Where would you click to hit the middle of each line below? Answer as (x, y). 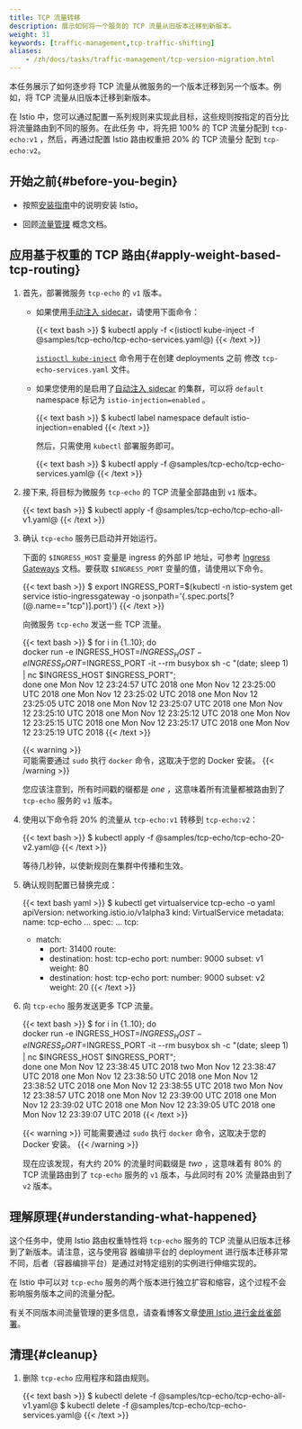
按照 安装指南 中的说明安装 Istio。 (83, 204)
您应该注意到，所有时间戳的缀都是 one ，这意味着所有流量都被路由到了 (154, 790)
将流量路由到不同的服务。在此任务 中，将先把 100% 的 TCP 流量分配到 (139, 128)
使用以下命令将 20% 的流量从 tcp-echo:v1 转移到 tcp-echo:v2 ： (140, 819)
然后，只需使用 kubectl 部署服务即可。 (107, 446)
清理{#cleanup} (54, 1355)
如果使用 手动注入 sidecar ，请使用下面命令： (118, 312)
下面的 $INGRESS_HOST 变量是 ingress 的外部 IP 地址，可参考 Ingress (146, 557)
